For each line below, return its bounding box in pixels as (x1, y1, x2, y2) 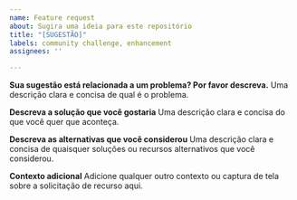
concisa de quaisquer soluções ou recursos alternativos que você (9, 144, 255, 155)
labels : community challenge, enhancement (9, 38, 172, 48)
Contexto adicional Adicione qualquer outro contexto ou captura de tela (9, 171, 279, 182)
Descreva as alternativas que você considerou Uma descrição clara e (9, 134, 274, 145)
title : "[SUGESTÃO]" (9, 30, 88, 39)
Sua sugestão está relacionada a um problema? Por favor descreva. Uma (9, 80, 289, 90)
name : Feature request (9, 13, 95, 23)
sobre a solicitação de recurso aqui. (9, 180, 143, 191)
